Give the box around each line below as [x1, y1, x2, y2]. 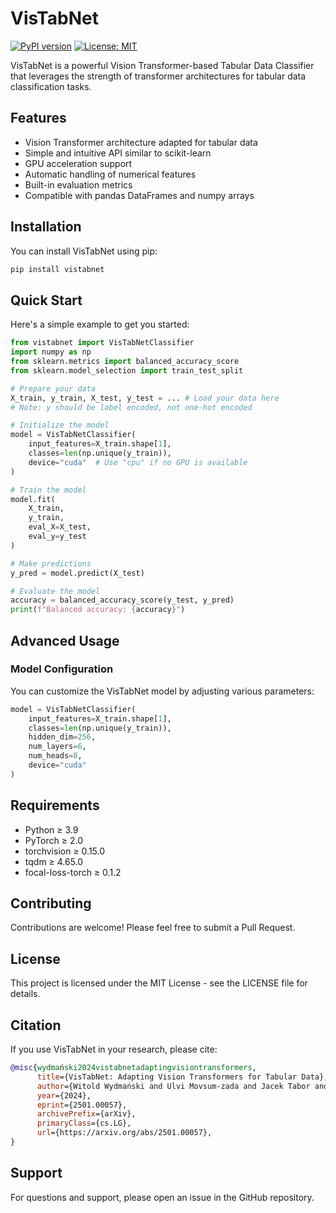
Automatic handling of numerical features [24, 168, 197, 180]
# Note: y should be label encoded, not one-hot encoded [10, 402, 253, 412]
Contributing [10, 895, 92, 912]
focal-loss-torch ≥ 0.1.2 [24, 866, 122, 878]
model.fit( [10, 494, 56, 504]
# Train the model [10, 485, 87, 495]
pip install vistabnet [10, 264, 105, 274]
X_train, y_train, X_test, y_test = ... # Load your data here [10, 393, 280, 403]
